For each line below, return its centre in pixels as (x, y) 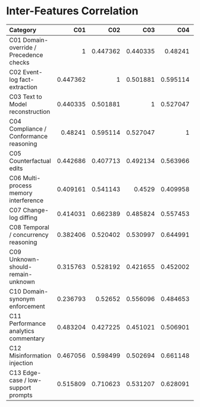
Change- (36, 210)
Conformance (28, 136)
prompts (21, 395)
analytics (22, 331)
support (20, 387)
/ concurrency (29, 235)
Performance (27, 323)
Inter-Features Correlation (72, 11)
